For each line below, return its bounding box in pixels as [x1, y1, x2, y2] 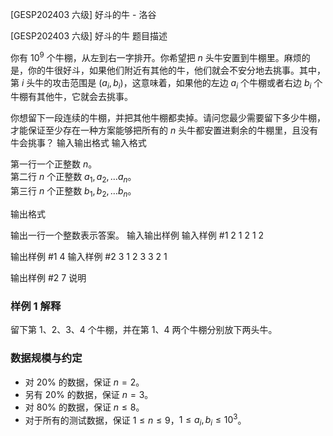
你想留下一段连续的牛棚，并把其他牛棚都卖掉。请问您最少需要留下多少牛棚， [10, 112, 326, 124]
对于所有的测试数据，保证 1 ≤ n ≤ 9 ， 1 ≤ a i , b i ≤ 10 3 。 [24, 412, 247, 428]
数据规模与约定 [10, 351, 83, 365]
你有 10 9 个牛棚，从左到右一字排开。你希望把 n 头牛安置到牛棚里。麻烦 [10, 50, 302, 63]
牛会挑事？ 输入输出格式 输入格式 [10, 137, 147, 149]
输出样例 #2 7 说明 [10, 272, 87, 284]
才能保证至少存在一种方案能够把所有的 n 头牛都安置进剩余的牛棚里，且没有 [10, 124, 319, 137]
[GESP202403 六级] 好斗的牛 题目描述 [10, 30, 168, 42]
